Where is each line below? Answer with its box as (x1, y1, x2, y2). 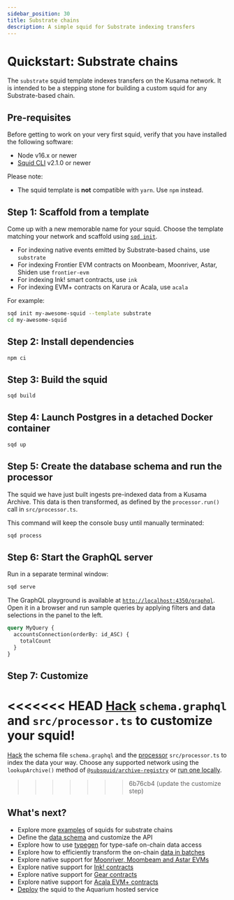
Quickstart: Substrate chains (7, 53, 178, 69)
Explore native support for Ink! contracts (17, 862, 134, 871)
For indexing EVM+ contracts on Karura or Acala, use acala (17, 283, 189, 291)
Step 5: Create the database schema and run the (7, 460, 222, 472)
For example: (7, 296, 45, 304)
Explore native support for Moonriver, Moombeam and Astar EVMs (17, 855, 210, 864)
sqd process (7, 532, 42, 539)
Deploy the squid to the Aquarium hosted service (17, 885, 159, 893)
